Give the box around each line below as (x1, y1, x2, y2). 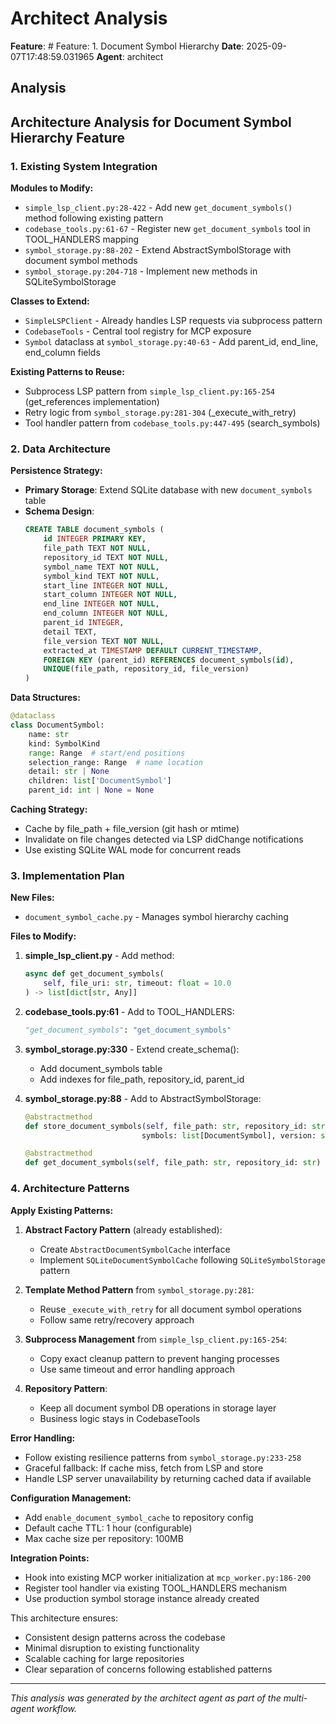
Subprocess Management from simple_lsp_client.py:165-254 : (24, 1333, 288, 1345)
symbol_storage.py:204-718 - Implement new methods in (24, 265, 258, 277)
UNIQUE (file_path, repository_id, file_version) (43, 664, 250, 674)
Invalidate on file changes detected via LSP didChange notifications (24, 833, 304, 846)
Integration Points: (10, 1552, 90, 1564)
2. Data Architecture (10, 442, 111, 456)
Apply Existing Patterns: (10, 1204, 114, 1216)
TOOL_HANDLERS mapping (24, 233, 140, 246)
